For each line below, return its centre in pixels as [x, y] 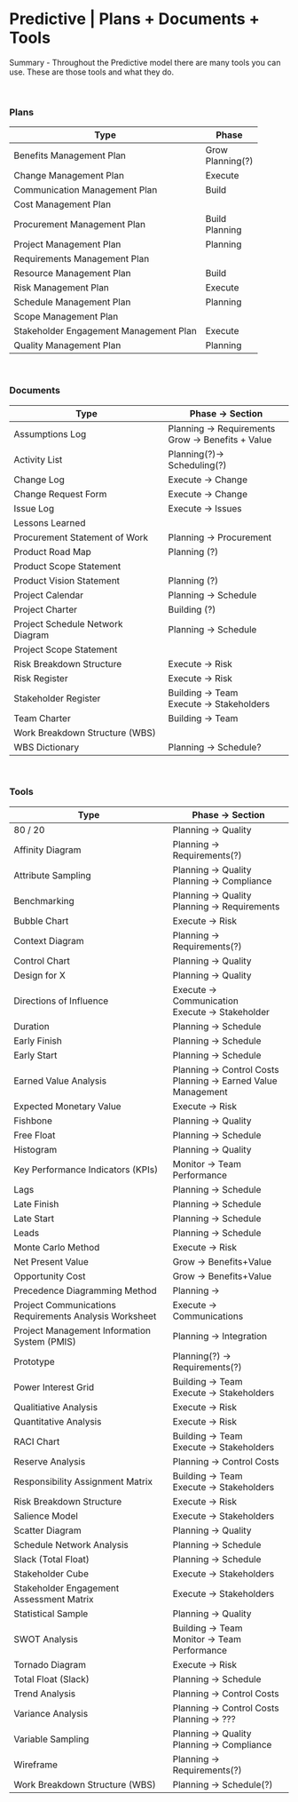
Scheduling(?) [197, 464]
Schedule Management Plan [72, 302]
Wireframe [35, 1765]
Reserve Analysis [50, 1461]
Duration [32, 1026]
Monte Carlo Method [57, 1247]
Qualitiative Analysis [56, 1407]
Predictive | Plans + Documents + [134, 19]
